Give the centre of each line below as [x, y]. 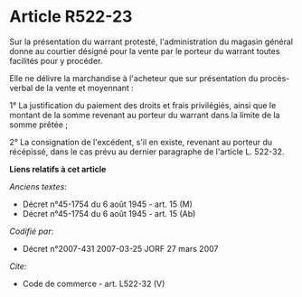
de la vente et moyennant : [84, 88]
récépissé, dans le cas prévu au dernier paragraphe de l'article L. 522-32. [147, 152]
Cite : [18, 266]
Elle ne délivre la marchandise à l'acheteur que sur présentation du [134, 78]
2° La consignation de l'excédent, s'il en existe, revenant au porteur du [141, 142]
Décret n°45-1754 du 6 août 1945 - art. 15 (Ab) [109, 213]
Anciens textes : [38, 186]
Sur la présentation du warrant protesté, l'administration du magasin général [151, 42]
